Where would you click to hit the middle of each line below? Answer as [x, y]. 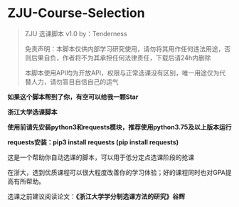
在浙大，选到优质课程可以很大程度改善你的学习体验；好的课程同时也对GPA [117, 172]
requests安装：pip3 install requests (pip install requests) [93, 142]
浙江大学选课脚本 [32, 112]
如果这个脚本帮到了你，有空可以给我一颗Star [73, 97]
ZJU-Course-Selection [76, 13]
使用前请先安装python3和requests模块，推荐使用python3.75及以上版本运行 [119, 127]
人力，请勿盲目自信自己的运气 [75, 81]
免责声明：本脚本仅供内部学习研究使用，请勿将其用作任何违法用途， [124, 48]
